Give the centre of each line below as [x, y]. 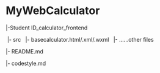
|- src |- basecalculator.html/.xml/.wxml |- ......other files [80, 39]
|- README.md [25, 51]
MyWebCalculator [53, 11]
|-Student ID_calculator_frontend [47, 28]
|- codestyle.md [26, 63]
